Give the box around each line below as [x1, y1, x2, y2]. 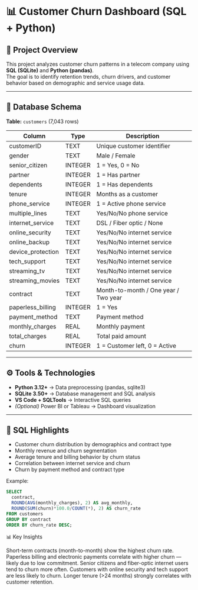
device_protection [9, 247, 59, 256]
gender [9, 151, 29, 160]
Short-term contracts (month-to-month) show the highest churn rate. [6, 547, 174, 554]
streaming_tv [9, 267, 45, 275]
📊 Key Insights [6, 533, 43, 540]
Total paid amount [96, 332, 146, 340]
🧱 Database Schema [6, 102, 82, 112]
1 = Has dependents [96, 180, 153, 188]
